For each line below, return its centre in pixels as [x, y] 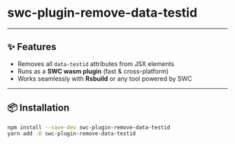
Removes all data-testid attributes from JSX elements [96, 63]
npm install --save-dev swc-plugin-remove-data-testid [89, 127]
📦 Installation [38, 108]
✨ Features [32, 47]
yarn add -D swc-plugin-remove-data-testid [72, 134]
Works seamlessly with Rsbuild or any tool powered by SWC [105, 79]
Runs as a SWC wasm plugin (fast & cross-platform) [93, 71]
